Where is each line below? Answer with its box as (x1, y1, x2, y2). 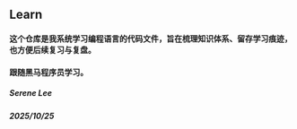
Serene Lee (9, 88, 52, 99)
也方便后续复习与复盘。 (9, 44, 96, 55)
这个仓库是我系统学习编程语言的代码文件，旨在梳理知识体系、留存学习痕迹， (9, 33, 293, 44)
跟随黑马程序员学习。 (9, 66, 88, 77)
